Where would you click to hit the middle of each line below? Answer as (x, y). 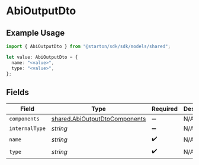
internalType (28, 128)
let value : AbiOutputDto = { (42, 57)
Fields (18, 92)
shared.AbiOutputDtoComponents (99, 119)
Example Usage (36, 33)
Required (165, 109)
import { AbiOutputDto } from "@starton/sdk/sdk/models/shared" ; (88, 46)
